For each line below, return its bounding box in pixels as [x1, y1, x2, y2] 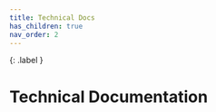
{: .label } [9, 55, 44, 66]
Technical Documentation [9, 87, 209, 107]
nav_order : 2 [9, 30, 59, 39]
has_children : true [9, 22, 83, 31]
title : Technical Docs [9, 13, 95, 23]
